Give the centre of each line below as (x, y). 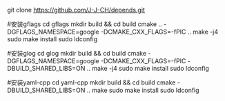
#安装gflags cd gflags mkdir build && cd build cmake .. (85, 24)
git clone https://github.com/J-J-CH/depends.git (76, 10)
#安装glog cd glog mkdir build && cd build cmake (77, 53)
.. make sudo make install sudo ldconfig (143, 90)
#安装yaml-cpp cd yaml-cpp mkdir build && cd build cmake (91, 82)
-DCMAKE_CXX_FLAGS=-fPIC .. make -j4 (159, 32)
